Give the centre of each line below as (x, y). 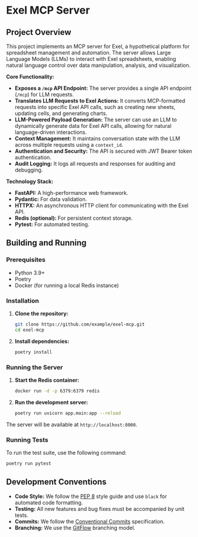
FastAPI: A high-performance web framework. (72, 193)
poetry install (33, 352)
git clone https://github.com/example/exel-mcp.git (79, 324)
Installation (23, 301)
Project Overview (39, 32)
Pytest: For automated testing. (52, 224)
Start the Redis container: (47, 380)
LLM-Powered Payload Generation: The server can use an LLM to (96, 120)
